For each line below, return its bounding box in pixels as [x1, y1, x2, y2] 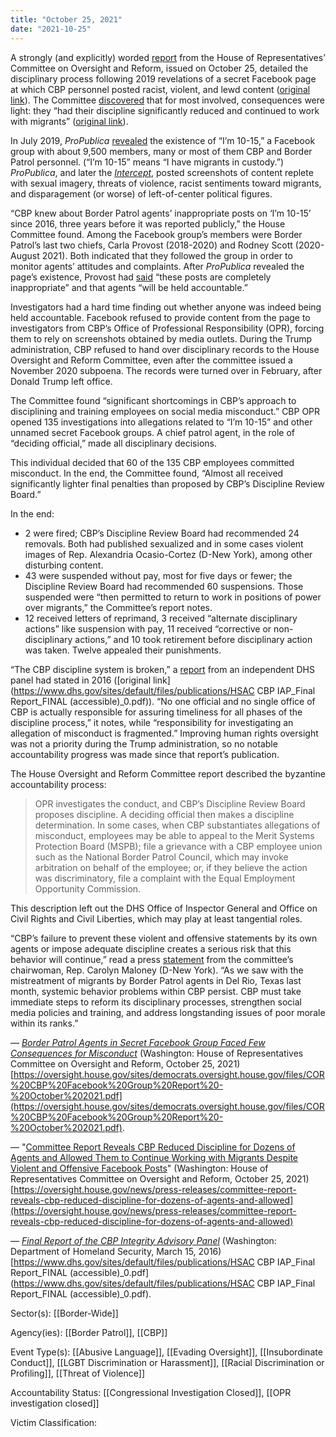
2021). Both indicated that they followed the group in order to [41, 249, 293, 261]
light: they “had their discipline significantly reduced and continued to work [10, 104, 320, 116]
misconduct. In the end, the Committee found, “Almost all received [10, 467, 284, 479]
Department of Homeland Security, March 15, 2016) [10, 1245, 222, 1257]
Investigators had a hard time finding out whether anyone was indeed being [10, 301, 322, 313]
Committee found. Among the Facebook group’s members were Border [10, 228, 303, 240]
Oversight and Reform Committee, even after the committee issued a [10, 354, 293, 366]
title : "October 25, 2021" [10, 14, 123, 25]
